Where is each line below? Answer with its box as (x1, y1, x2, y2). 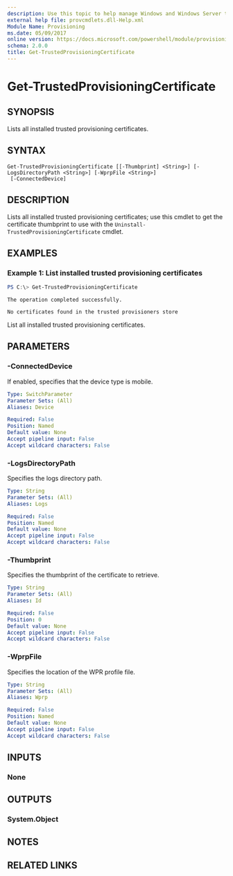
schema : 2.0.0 (7, 42, 49, 49)
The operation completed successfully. (7, 296, 123, 304)
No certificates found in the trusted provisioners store (7, 309, 178, 316)
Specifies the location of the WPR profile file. (7, 667, 135, 676)
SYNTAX (7, 145, 46, 157)
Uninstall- (114, 221, 146, 228)
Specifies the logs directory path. (7, 474, 103, 483)
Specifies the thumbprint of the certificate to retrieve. (7, 571, 159, 579)
